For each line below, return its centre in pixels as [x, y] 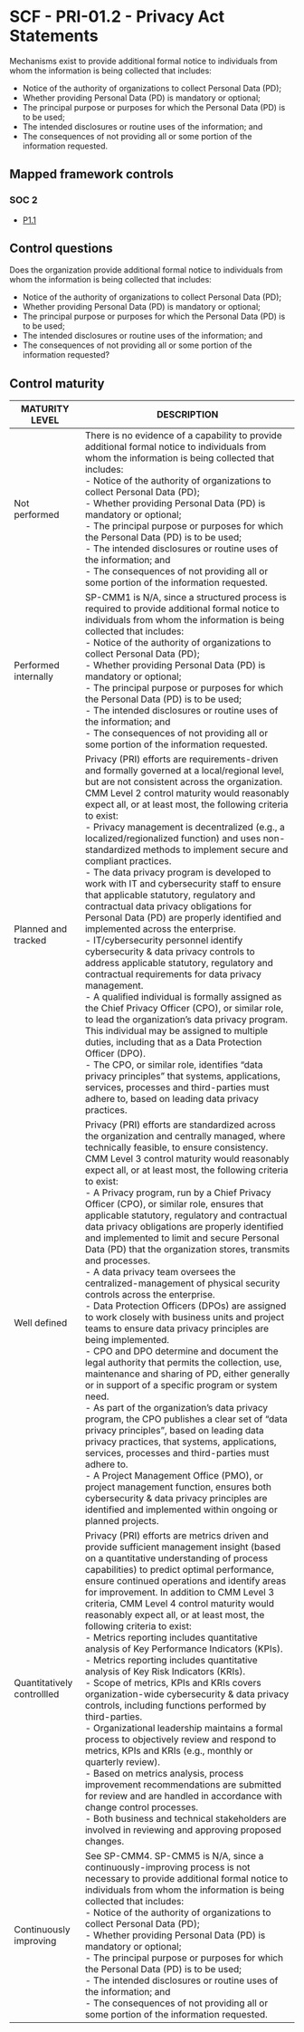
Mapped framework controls [92, 174]
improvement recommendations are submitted [183, 1785]
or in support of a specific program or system [181, 1385]
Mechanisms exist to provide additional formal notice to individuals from [143, 61]
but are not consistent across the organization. [184, 782]
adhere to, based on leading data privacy [172, 1099]
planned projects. [122, 1521]
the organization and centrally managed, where [185, 1136]
